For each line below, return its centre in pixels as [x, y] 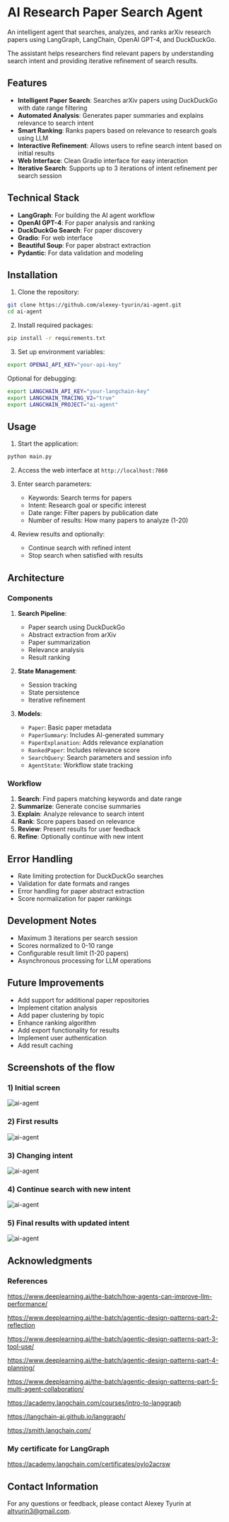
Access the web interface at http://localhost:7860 [93, 470]
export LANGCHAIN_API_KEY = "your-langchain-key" [79, 391]
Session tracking [53, 685]
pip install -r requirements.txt [57, 338]
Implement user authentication [62, 1037]
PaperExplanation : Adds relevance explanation [96, 742]
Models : [30, 713]
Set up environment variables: [61, 352]
